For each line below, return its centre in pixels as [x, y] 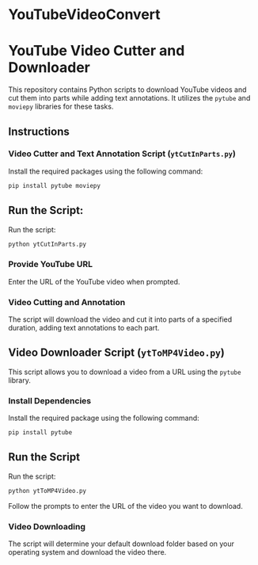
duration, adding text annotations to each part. [84, 327]
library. [20, 380]
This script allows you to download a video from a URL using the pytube [125, 372]
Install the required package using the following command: [104, 418]
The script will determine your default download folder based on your [121, 544]
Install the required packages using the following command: [106, 171]
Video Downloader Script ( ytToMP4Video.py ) [117, 353]
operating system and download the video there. [87, 552]
